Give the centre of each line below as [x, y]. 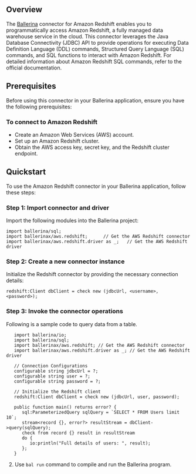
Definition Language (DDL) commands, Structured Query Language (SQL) [95, 49]
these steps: [21, 192]
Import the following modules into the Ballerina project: [72, 221]
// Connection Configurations [51, 366]
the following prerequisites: [39, 107]
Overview [24, 10]
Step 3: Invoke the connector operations [65, 311]
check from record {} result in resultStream [78, 433]
